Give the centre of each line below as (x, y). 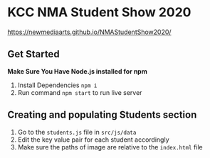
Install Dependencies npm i (57, 85)
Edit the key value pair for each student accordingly (93, 140)
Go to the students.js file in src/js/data (77, 132)
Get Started (33, 54)
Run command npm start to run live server (80, 92)
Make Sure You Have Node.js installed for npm (77, 71)
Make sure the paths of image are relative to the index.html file (110, 147)
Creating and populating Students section (102, 115)
